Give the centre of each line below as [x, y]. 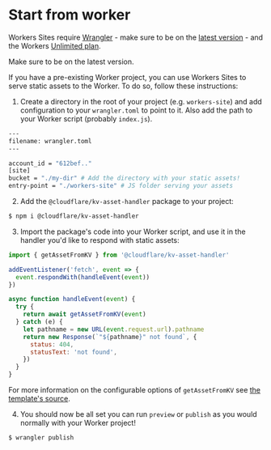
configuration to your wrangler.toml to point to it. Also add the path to [136, 110]
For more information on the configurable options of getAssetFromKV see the [135, 390]
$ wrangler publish [41, 438]
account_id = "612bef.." [50, 163]
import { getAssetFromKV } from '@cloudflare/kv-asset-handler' [119, 255]
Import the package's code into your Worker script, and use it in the [133, 231]
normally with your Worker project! [78, 423]
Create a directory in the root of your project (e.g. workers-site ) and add [141, 101]
